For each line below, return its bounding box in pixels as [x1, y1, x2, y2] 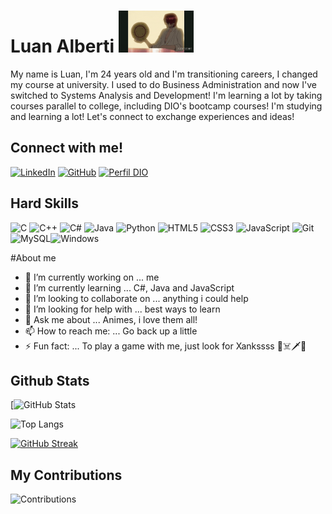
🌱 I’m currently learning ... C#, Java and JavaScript [24, 281, 235, 294]
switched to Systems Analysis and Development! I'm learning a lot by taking [10, 89, 323, 101]
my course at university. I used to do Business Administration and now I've [10, 78, 317, 90]
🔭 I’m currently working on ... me [24, 271, 160, 283]
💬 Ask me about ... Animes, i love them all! [24, 313, 198, 325]
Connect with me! [10, 140, 124, 157]
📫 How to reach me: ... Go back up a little [24, 325, 198, 337]
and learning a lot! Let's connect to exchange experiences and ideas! [10, 110, 295, 122]
